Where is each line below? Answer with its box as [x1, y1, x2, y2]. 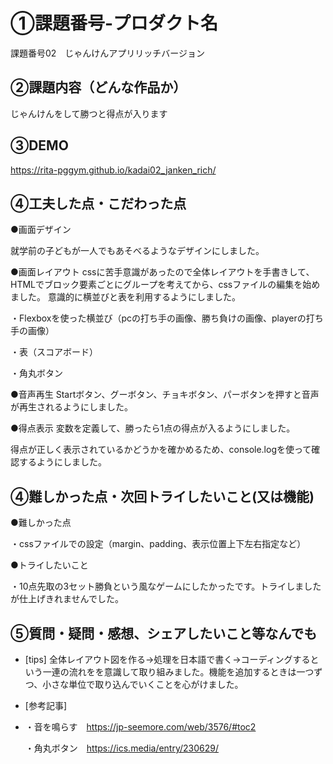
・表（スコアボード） [10, 346, 98, 358]
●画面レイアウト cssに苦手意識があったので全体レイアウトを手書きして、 [10, 266, 315, 278]
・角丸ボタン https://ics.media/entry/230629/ [24, 742, 220, 754]
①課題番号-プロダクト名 [10, 12, 219, 35]
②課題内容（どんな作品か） [10, 79, 187, 96]
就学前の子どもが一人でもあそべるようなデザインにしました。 [10, 245, 265, 257]
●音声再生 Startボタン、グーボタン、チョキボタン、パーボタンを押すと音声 [10, 389, 320, 401]
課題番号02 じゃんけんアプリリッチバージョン [10, 47, 206, 59]
